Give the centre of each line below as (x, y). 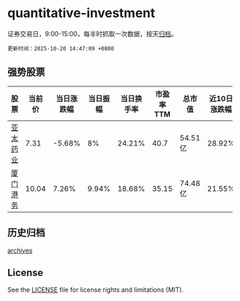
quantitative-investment (81, 13)
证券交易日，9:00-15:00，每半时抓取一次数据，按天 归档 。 (92, 34)
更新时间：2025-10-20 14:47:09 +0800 (61, 49)
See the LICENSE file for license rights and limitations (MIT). (96, 290)
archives (20, 250)
